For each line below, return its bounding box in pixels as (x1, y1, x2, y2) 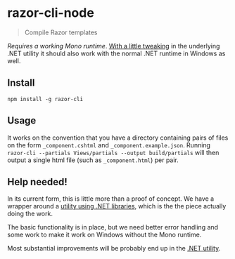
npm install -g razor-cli (7, 95, 83, 102)
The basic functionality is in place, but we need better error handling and (7, 223, 219, 232)
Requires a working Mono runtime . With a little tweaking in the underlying (7, 41, 220, 50)
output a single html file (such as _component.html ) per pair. (7, 156, 179, 164)
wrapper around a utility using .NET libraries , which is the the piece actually (7, 202, 227, 211)
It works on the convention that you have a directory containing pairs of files (7, 133, 229, 142)
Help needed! (7, 175, 68, 187)
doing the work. (7, 209, 53, 218)
